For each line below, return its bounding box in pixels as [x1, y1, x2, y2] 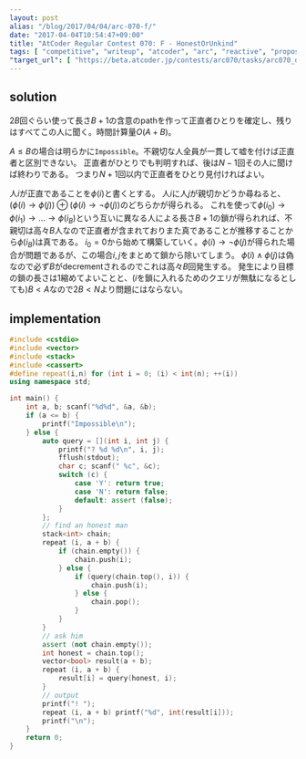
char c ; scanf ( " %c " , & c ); [57, 462, 161, 471]
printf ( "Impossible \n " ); [42, 419, 137, 429]
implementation [9, 311, 102, 327]
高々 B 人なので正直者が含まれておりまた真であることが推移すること [33, 225, 286, 236]
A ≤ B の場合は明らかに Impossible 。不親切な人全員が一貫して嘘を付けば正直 [9, 145, 295, 156]
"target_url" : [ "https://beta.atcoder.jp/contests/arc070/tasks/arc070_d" [9, 56, 303, 65]
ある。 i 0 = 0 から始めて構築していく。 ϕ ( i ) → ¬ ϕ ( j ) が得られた [58, 236, 287, 250]
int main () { [9, 394, 59, 403]
